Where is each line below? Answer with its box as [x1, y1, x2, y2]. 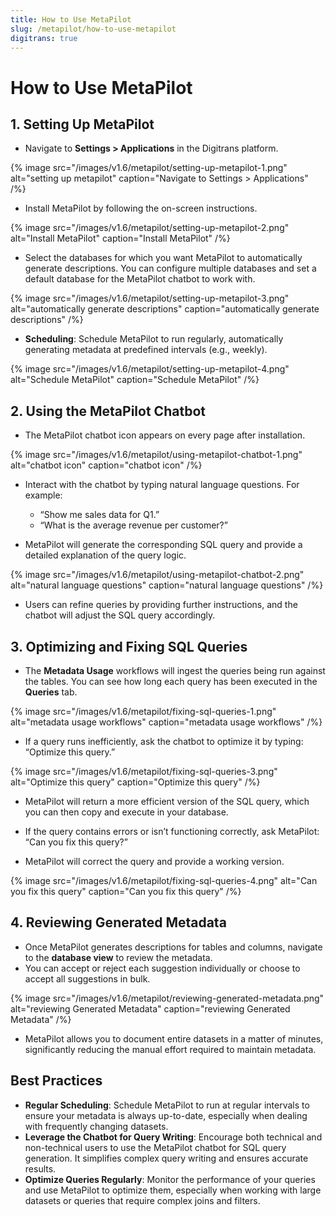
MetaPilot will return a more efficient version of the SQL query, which [24, 796, 310, 807]
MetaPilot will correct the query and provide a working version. [24, 856, 285, 867]
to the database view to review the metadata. [24, 951, 213, 963]
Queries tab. [24, 686, 78, 698]
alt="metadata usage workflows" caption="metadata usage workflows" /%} [10, 716, 323, 728]
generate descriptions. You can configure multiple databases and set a [24, 262, 317, 275]
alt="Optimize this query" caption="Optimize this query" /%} [10, 776, 261, 788]
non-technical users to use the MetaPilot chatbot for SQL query [24, 1141, 287, 1153]
